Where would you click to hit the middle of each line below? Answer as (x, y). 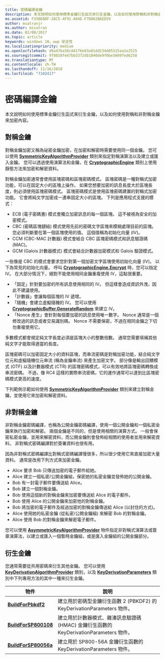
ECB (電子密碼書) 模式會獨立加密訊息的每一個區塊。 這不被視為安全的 (82, 214)
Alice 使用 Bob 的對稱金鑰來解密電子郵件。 (55, 520)
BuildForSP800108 (30, 625)
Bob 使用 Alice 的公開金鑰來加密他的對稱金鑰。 (60, 501)
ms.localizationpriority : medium (39, 46)
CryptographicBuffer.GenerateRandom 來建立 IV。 (65, 308)
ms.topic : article (24, 37)
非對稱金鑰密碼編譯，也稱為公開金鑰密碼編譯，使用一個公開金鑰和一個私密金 (82, 425)
